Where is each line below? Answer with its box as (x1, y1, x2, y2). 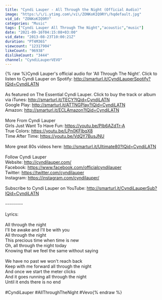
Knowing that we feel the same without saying (5, 248, 99, 254)
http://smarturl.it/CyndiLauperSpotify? (73, 76, 151, 82)
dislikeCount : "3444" (5, 52, 50, 58)
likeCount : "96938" (5, 48, 45, 53)
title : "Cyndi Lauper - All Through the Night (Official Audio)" (5, 7, 141, 12)
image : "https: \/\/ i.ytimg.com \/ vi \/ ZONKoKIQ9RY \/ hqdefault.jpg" (5, 12, 141, 17)
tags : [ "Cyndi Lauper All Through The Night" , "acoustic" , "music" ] (5, 25, 144, 30)
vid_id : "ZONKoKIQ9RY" (5, 16, 52, 21)
